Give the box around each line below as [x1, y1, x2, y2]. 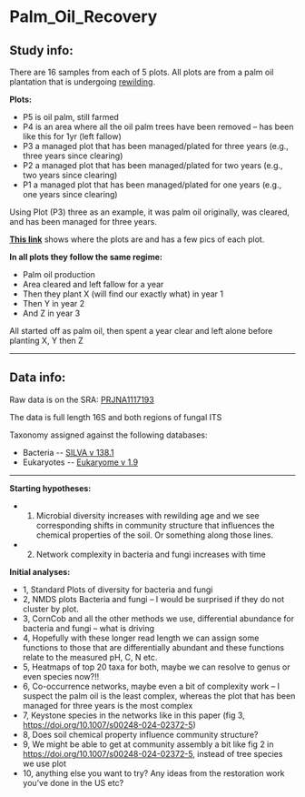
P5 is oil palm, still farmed [22, 112, 120, 122]
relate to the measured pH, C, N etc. [22, 651, 158, 662]
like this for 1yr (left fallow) [22, 131, 123, 142]
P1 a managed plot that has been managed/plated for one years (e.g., [22, 179, 282, 190]
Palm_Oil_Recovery [9, 6, 158, 27]
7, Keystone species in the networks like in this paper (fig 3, [22, 710, 245, 721]
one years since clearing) [22, 189, 118, 199]
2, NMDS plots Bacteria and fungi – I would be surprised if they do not [22, 593, 285, 604]
